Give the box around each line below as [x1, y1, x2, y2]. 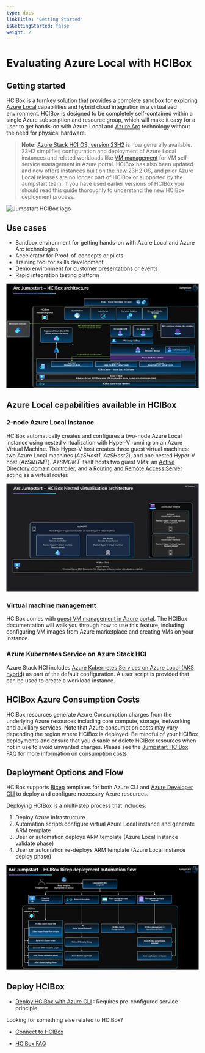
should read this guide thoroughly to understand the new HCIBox [21, 187, 185, 194]
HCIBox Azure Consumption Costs [6, 695, 140, 705]
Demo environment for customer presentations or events [15, 265, 158, 272]
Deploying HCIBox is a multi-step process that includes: [6, 802, 146, 810]
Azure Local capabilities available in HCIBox [6, 400, 177, 410]
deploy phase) [15, 853, 52, 860]
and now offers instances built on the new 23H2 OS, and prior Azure [21, 167, 193, 174]
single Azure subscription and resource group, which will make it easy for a [6, 116, 196, 124]
